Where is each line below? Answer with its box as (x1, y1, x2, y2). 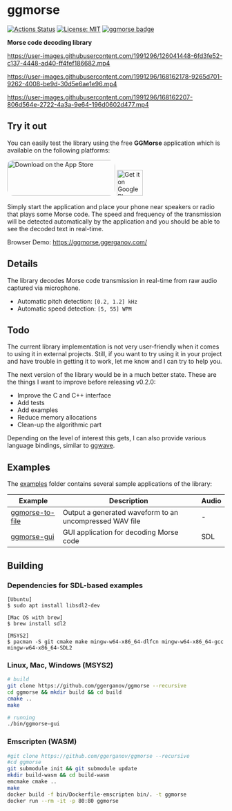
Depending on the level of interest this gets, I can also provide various (7, 434, 206, 442)
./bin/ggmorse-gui (7, 721, 60, 727)
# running (7, 714, 36, 721)
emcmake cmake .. (7, 779, 57, 785)
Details (7, 258, 38, 270)
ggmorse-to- (10, 508, 55, 518)
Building (7, 560, 43, 571)
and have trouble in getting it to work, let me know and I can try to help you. (7, 358, 222, 366)
